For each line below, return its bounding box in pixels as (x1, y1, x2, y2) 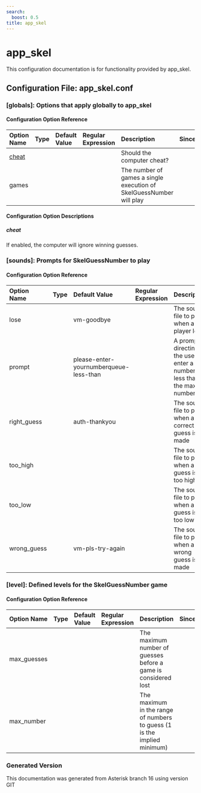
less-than (73, 370, 102, 379)
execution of (120, 181, 157, 189)
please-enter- (73, 355, 115, 364)
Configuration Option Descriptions (6, 212, 95, 220)
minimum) (139, 743, 168, 752)
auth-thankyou (73, 417, 116, 426)
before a (139, 658, 163, 666)
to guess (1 (139, 720, 172, 729)
